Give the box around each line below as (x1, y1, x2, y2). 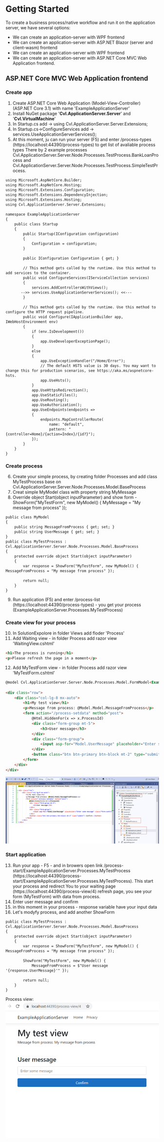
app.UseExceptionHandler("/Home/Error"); (40, 358, 126, 363)
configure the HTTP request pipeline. (5, 309, 84, 315)
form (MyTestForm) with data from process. (12, 893, 101, 899)
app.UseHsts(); (40, 378, 71, 383)
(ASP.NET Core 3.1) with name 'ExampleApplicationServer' (12, 105, 130, 111)
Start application (5, 851, 46, 858)
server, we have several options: (5, 24, 71, 30)
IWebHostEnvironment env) (5, 319, 58, 324)
